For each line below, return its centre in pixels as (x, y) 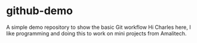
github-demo (40, 11)
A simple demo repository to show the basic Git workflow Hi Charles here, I (98, 27)
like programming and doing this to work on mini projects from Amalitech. (96, 33)
